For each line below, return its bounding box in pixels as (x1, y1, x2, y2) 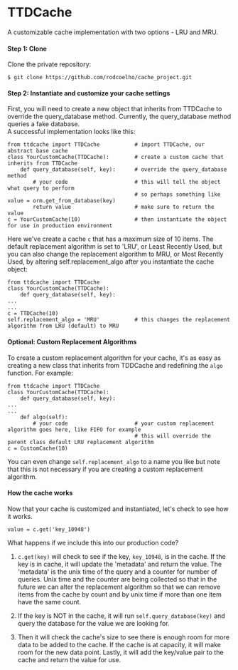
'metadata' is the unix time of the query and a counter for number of (17, 567, 218, 576)
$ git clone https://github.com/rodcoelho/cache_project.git (7, 74, 193, 81)
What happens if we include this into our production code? (7, 538, 179, 547)
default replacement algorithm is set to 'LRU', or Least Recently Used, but (7, 242, 222, 251)
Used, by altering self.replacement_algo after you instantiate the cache (7, 257, 215, 266)
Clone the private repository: (7, 60, 92, 68)
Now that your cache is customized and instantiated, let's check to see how (7, 504, 229, 513)
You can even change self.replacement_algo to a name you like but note (7, 457, 220, 465)
